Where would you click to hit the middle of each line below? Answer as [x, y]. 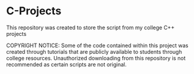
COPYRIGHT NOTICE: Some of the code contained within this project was [97, 45]
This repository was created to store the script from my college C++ [90, 27]
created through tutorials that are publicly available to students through [94, 51]
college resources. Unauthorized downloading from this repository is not [96, 58]
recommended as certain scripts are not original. [67, 64]
